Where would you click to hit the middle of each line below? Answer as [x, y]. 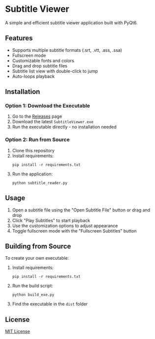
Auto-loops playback [33, 76]
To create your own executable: [37, 258]
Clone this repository [33, 150]
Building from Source [38, 246]
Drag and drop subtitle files [40, 66]
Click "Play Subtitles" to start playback [51, 220]
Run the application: [32, 174]
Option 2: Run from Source [38, 140]
